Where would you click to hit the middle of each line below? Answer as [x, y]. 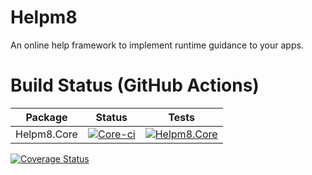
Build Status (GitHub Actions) [135, 85]
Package [46, 117]
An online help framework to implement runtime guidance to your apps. [157, 45]
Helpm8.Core [46, 134]
